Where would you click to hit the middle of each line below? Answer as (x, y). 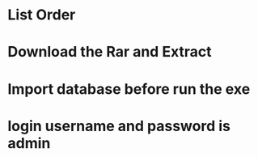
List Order (42, 15)
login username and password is (119, 126)
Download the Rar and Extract (110, 52)
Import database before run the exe (129, 89)
